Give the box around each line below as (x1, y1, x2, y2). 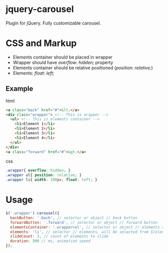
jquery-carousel (5, 3, 74, 15)
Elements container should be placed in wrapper (12, 54, 113, 60)
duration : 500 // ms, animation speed (10, 238, 91, 243)
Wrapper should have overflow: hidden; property (12, 59, 114, 65)
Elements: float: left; (12, 70, 54, 76)
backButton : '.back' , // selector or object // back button (10, 215, 138, 220)
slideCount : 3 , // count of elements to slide (10, 234, 109, 239)
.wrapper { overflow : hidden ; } (5, 168, 71, 173)
